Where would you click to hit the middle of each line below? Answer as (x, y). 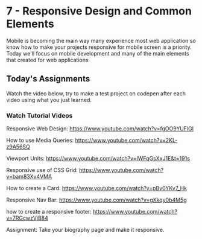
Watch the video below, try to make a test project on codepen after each (96, 93)
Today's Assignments (48, 79)
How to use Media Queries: (40, 141)
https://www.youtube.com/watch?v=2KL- (126, 141)
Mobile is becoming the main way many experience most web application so (101, 40)
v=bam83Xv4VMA (29, 177)
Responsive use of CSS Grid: (42, 170)
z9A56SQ (18, 147)
